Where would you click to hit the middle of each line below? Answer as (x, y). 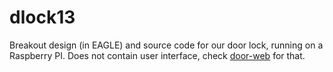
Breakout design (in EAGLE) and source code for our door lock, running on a (166, 45)
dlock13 (42, 17)
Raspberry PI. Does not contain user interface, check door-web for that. (157, 55)
